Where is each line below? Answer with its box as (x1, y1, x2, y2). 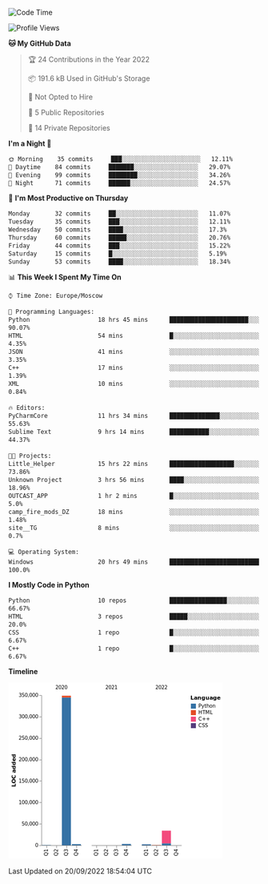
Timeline (8, 667, 38, 676)
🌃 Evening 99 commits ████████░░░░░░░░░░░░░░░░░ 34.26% (8, 171, 230, 179)
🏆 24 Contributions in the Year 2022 (27, 54, 150, 64)
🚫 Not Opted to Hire (27, 92, 94, 102)
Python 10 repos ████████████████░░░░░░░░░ (8, 597, 260, 605)
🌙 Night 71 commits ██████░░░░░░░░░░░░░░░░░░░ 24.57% (8, 179, 230, 187)
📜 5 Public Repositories (27, 108, 105, 117)
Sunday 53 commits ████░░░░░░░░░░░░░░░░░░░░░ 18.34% (8, 258, 230, 266)
